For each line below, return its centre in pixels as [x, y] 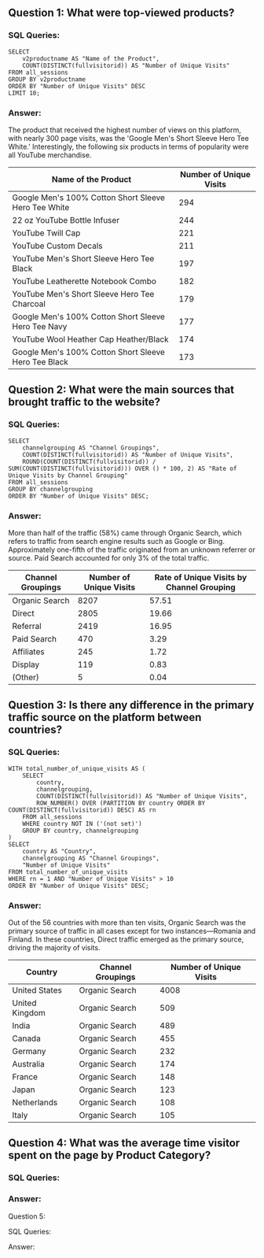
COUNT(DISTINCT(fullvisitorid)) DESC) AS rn [82, 810]
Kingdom [29, 1012]
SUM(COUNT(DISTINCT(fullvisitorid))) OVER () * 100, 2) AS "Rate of [123, 468]
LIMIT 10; [24, 93]
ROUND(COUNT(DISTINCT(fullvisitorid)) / [89, 461]
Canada [26, 1038]
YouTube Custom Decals [57, 246]
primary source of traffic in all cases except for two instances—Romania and [132, 931]
